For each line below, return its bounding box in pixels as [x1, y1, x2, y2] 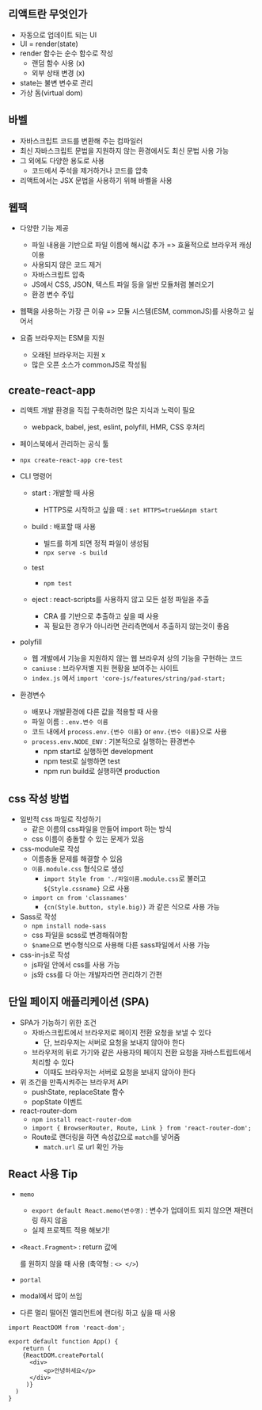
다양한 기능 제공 [19, 223, 69, 233]
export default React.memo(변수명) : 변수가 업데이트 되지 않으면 [31, 1205, 232, 1214]
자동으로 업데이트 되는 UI [19, 30, 97, 40]
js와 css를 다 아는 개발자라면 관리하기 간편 [31, 970, 162, 980]
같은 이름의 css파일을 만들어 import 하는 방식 [31, 825, 172, 834]
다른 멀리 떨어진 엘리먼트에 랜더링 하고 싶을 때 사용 [19, 1308, 177, 1317]
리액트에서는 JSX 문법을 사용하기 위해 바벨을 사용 [19, 175, 173, 185]
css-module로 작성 [19, 844, 81, 854]
